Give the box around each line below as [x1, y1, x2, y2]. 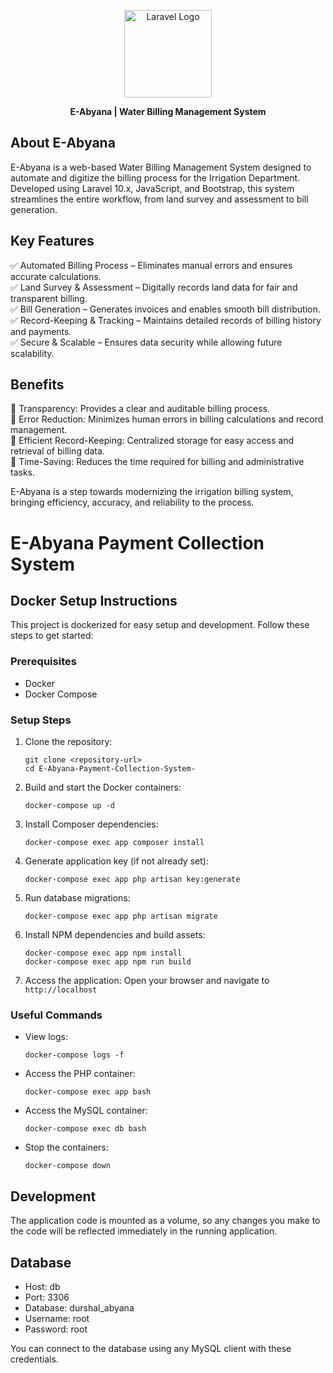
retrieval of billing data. [10, 445, 105, 457]
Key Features [10, 233, 95, 250]
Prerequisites [10, 655, 77, 669]
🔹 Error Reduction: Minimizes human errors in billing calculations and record [10, 413, 324, 425]
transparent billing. [10, 292, 88, 304]
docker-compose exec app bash [24, 1087, 152, 1097]
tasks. [10, 466, 36, 479]
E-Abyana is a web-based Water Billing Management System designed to [10, 161, 312, 173]
